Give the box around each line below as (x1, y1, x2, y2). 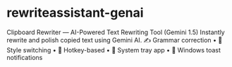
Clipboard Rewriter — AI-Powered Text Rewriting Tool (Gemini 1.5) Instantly (6, 28, 225, 36)
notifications (6, 53, 43, 61)
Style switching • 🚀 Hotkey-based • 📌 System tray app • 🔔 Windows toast (6, 45, 221, 54)
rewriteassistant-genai (6, 5, 144, 21)
